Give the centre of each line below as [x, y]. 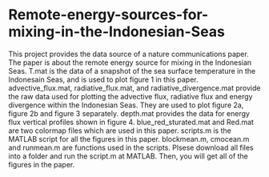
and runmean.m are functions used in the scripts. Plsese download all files [131, 147]
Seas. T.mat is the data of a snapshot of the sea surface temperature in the [132, 70]
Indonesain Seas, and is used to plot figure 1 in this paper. [103, 79]
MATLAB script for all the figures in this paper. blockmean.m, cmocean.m [129, 139]
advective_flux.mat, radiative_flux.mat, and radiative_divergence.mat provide [134, 88]
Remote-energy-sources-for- [108, 15]
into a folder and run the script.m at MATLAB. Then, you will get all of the [128, 156]
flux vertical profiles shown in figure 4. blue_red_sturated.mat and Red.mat [131, 122]
